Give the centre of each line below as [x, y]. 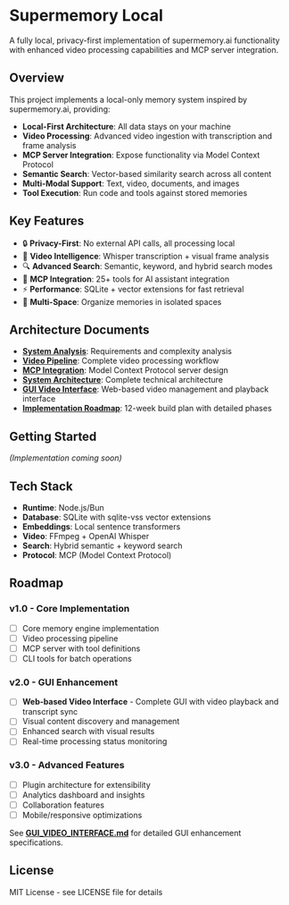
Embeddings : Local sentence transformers [101, 527]
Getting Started [53, 436]
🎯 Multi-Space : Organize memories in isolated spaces [122, 301]
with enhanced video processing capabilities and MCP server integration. [144, 49]
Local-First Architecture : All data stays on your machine [127, 126]
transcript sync [50, 712]
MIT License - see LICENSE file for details [86, 892]
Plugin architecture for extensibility [87, 784]
